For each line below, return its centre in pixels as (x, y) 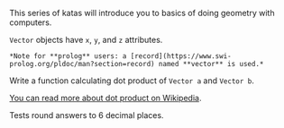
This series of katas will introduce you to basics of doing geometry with (142, 13)
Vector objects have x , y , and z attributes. (86, 40)
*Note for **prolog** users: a (68, 56)
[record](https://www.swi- (181, 56)
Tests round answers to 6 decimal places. (87, 115)
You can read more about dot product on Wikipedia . (105, 98)
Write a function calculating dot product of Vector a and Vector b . (132, 81)
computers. (31, 22)
